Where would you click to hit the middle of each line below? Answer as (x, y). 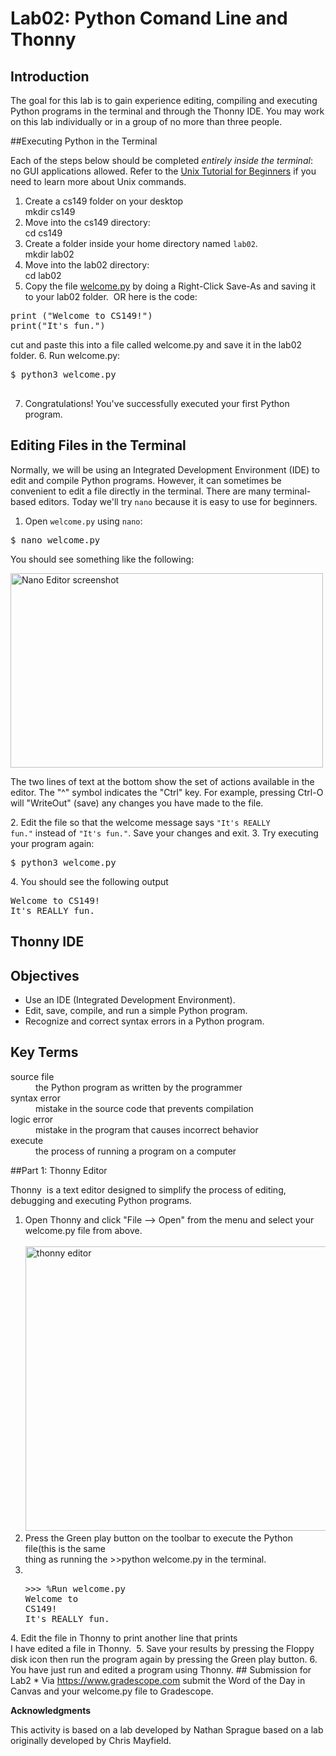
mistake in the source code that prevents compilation (144, 1108)
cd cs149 (43, 233)
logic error (32, 1119)
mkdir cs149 (50, 211)
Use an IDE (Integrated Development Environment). (130, 1000)
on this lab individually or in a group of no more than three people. (146, 121)
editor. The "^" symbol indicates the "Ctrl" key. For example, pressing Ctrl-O (167, 792)
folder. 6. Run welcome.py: (65, 355)
